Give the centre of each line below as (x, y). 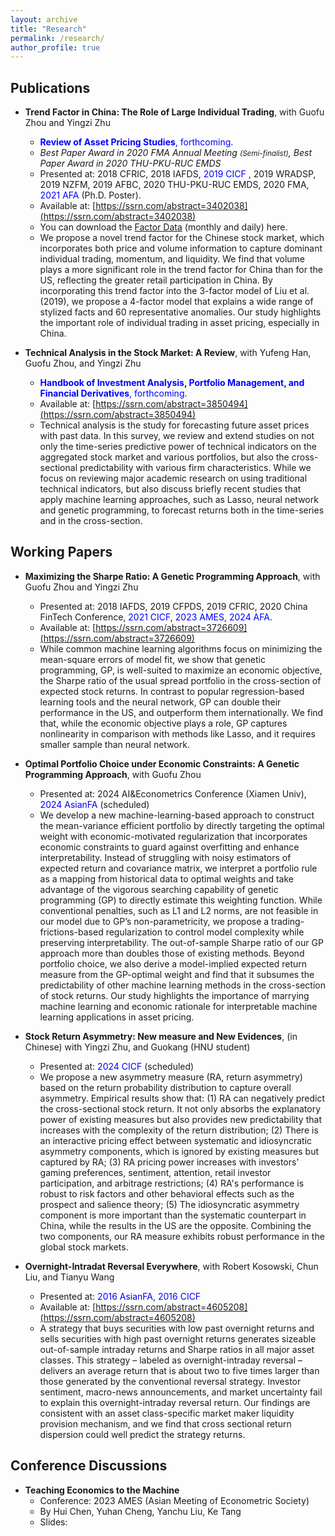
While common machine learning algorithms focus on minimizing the (181, 648)
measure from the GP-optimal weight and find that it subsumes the (177, 974)
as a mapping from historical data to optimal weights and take (166, 878)
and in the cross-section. (91, 521)
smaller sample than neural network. (114, 744)
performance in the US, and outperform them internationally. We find (181, 712)
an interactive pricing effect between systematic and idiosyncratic (176, 1140)
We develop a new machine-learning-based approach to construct (177, 815)
